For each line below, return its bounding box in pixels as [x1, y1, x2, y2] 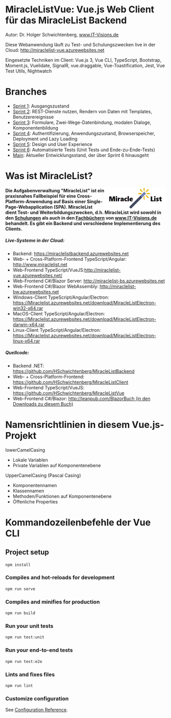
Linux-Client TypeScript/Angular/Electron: [12, 327, 101, 333]
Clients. [5, 225, 23, 232]
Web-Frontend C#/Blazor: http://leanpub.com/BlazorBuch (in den [12, 395, 151, 402]
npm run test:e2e [5, 659, 42, 664]
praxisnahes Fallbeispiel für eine [5, 193, 76, 199]
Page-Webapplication [5, 204, 53, 210]
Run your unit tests [5, 622, 54, 630]
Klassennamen [12, 488, 45, 494]
